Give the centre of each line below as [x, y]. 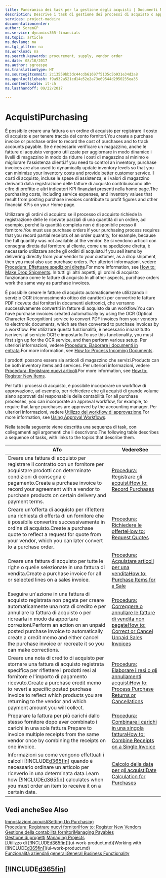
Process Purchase [133, 689]
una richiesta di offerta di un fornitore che [56, 516]
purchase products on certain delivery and [57, 496]
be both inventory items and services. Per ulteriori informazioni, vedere [78, 366]
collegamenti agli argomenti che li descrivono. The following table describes [82, 432]
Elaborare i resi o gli [134, 670]
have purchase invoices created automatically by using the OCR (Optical [79, 314]
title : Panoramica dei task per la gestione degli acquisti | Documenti [82, 10]
